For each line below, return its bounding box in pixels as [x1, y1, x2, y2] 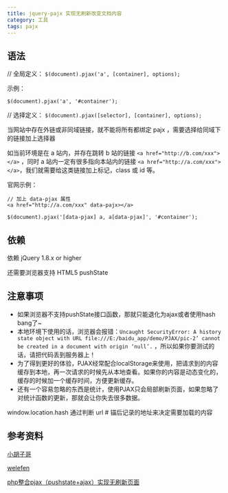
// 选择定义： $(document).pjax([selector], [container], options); [7, 111, 203, 119]
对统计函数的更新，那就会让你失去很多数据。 [16, 393, 144, 401]
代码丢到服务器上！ [41, 350, 96, 359]
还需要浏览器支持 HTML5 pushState [7, 269, 109, 276]
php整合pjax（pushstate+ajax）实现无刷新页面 [7, 478, 139, 486]
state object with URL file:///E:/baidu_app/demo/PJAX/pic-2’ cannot [16, 335, 221, 342]
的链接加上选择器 [7, 134, 56, 143]
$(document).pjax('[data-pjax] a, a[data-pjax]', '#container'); [7, 214, 198, 221]
